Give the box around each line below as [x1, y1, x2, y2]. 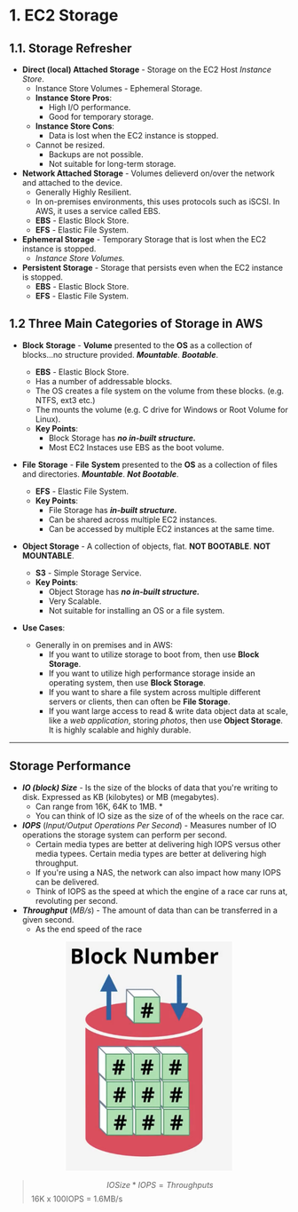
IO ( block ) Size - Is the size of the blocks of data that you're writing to [21, 782, 278, 793]
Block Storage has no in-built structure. [48, 432, 197, 443]
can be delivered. [35, 876, 99, 887]
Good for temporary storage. [48, 112, 153, 122]
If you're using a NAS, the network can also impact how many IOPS [35, 867, 281, 877]
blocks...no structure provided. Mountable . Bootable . [21, 349, 219, 360]
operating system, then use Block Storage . [48, 677, 206, 688]
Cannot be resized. [35, 139, 106, 150]
